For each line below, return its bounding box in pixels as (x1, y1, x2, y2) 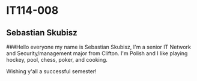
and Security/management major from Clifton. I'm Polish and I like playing (6, 50, 188, 57)
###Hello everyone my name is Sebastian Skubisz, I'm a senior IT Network (6, 43, 191, 50)
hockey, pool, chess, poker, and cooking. (6, 56, 108, 63)
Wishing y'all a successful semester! (6, 68, 97, 75)
